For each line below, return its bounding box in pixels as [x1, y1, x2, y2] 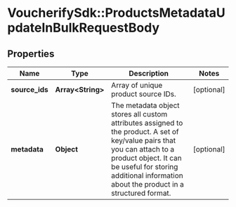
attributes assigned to [111, 118, 183, 128]
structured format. [111, 188, 171, 198]
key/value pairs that [111, 135, 176, 145]
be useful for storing [111, 162, 178, 171]
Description [129, 69, 169, 78]
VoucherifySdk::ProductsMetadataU [7, 5, 226, 21]
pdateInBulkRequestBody [7, 20, 160, 36]
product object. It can [111, 153, 183, 163]
